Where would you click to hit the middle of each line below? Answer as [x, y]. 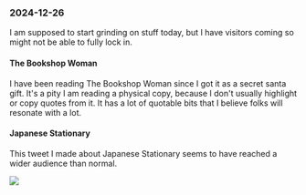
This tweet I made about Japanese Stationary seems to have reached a [143, 153]
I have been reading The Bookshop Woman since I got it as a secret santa [148, 83]
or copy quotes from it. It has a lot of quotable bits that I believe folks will [146, 103]
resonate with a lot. [46, 112]
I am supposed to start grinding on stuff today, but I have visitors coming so [152, 33]
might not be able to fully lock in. [71, 42]
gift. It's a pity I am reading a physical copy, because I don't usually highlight [153, 93]
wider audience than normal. [63, 163]
